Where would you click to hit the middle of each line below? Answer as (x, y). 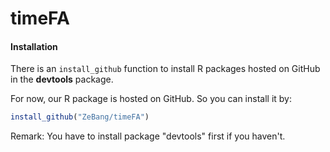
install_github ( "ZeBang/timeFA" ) (80, 117)
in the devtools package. (62, 79)
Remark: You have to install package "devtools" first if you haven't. (148, 136)
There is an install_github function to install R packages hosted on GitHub (165, 69)
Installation (34, 46)
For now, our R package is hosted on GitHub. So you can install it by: (151, 99)
